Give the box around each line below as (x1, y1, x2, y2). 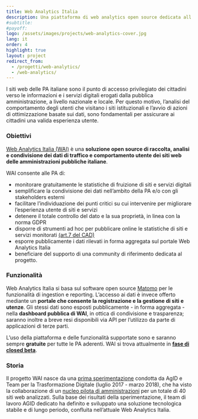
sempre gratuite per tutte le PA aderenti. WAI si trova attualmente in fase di (6, 340, 190, 347)
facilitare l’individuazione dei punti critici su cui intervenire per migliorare (14, 200, 192, 207)
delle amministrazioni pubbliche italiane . (6, 158, 108, 165)
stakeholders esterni (14, 193, 65, 200)
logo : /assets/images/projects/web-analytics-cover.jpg (6, 31, 147, 37)
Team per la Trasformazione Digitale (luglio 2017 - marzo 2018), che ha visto (6, 381, 192, 388)
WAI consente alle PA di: (6, 169, 66, 177)
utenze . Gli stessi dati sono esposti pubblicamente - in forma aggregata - (6, 303, 185, 311)
